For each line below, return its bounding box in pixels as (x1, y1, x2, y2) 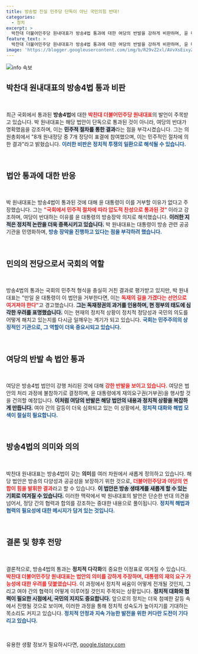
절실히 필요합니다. (16, 412, 58, 418)
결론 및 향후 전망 (6, 537, 62, 547)
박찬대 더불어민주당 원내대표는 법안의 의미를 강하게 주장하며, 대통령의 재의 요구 (6, 573, 185, 580)
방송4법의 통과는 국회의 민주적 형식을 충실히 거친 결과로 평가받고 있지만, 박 (6, 287, 178, 294)
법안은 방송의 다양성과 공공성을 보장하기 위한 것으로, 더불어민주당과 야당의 (12, 477, 182, 484)
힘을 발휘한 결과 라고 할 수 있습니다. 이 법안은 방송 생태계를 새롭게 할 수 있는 (16, 484, 187, 492)
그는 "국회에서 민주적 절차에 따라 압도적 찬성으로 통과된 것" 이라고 (32, 206, 183, 213)
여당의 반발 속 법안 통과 (6, 354, 85, 364)
